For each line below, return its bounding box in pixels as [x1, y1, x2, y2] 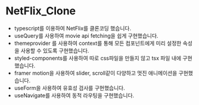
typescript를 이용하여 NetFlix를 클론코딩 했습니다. [14, 24, 132, 32]
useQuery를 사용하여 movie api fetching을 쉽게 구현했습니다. [14, 32, 158, 39]
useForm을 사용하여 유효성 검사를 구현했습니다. [14, 84, 126, 91]
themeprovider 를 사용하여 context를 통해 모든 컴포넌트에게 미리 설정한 [14, 39, 182, 47]
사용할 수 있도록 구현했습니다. [20, 47, 89, 54]
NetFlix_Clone [5, 4, 76, 18]
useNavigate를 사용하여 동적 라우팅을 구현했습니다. [14, 91, 135, 99]
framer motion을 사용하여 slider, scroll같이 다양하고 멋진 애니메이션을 [14, 69, 178, 76]
